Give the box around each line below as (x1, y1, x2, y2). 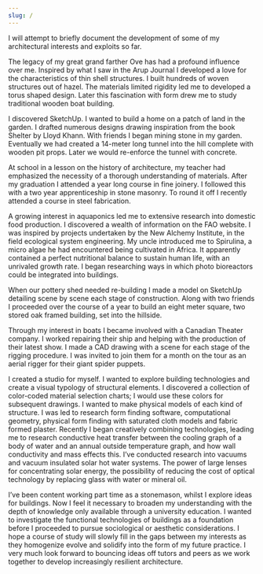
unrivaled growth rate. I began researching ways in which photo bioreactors (8, 261, 254, 271)
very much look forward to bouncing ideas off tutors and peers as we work (8, 548, 250, 557)
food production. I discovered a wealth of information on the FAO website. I (8, 220, 251, 229)
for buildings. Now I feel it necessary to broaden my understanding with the (8, 498, 253, 508)
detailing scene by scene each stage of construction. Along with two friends (8, 293, 255, 303)
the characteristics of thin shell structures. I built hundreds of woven (8, 73, 229, 83)
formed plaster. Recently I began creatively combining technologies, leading (8, 424, 254, 434)
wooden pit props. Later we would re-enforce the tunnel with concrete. (8, 147, 238, 157)
